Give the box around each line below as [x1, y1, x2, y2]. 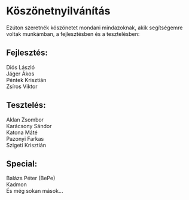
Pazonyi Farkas [6, 135, 44, 142]
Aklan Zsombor [6, 116, 44, 123]
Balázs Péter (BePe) [6, 175, 56, 182]
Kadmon [6, 181, 27, 188]
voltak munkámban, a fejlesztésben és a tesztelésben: [6, 30, 140, 37]
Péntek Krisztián [6, 76, 47, 83]
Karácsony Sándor [6, 122, 52, 129]
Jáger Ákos [6, 70, 35, 77]
